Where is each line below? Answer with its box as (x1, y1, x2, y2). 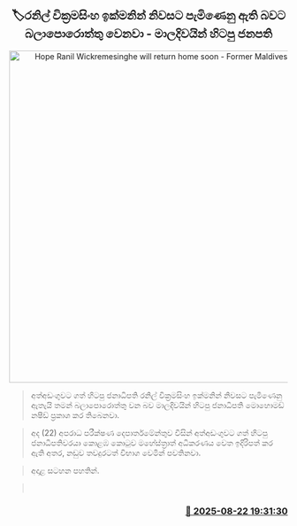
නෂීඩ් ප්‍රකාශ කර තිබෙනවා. (30, 409, 120, 420)
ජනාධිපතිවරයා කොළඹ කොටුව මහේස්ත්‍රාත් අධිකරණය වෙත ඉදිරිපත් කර (30, 437, 274, 448)
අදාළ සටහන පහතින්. (30, 465, 100, 476)
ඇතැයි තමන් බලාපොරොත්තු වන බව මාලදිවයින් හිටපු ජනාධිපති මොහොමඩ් (30, 399, 285, 410)
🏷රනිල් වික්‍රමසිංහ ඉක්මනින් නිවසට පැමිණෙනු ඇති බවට (11, 8, 286, 23)
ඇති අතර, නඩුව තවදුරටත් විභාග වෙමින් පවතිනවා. (30, 447, 202, 458)
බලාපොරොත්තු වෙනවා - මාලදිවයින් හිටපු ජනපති (25, 27, 272, 42)
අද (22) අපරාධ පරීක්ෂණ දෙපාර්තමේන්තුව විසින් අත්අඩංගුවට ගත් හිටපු (30, 427, 268, 437)
